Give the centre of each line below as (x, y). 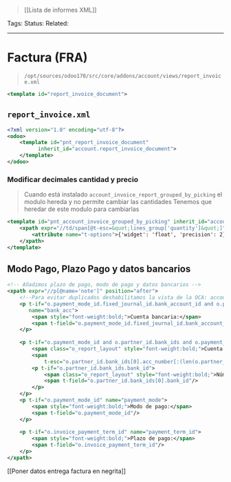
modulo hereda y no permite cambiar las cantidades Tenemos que (118, 202)
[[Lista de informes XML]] (60, 10)
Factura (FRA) (47, 58)
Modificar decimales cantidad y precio (73, 179)
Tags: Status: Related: (38, 23)
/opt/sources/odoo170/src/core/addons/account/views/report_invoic (122, 76)
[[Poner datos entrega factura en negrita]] (66, 471)
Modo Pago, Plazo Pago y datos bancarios (99, 269)
